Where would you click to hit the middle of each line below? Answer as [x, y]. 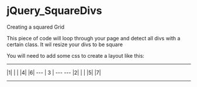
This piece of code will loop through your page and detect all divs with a [94, 38]
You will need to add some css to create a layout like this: [76, 55]
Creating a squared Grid [36, 27]
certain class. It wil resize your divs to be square [65, 44]
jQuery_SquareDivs [54, 11]
